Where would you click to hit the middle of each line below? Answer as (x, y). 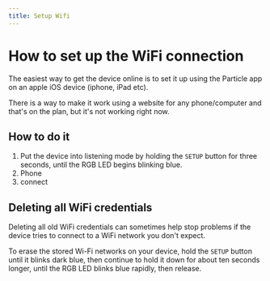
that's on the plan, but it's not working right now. (89, 111)
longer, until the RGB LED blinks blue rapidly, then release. (105, 269)
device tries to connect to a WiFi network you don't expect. (107, 236)
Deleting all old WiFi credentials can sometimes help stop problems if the (130, 227)
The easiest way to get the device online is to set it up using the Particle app (135, 79)
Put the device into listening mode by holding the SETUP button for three (139, 156)
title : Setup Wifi (39, 16)
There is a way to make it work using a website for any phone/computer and (135, 103)
